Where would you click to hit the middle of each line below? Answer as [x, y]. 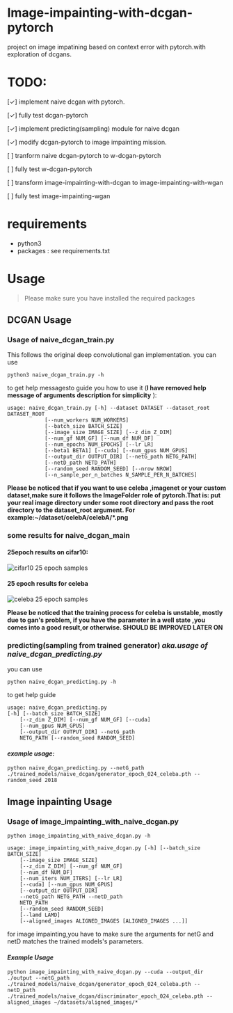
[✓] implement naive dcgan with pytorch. [66, 102]
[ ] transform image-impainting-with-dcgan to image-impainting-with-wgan [115, 182]
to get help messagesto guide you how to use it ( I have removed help [107, 388]
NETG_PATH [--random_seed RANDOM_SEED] [78, 738]
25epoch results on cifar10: [48, 552]
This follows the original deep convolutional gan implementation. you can [112, 355]
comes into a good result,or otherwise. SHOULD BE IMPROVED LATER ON [115, 627]
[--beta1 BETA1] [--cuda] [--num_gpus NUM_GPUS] [116, 451]
